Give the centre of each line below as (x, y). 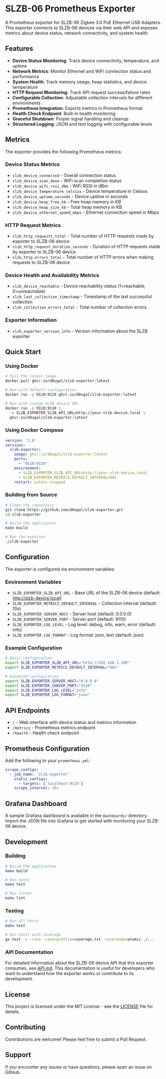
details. (13, 1011)
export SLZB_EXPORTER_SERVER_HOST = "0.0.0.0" (52, 681)
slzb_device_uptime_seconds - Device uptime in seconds (70, 196)
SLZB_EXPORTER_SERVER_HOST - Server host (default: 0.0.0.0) (72, 614)
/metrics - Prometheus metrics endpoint (54, 728)
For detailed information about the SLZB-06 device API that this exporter (80, 963)
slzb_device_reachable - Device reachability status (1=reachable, (79, 286)
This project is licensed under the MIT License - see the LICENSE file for (79, 1006)
